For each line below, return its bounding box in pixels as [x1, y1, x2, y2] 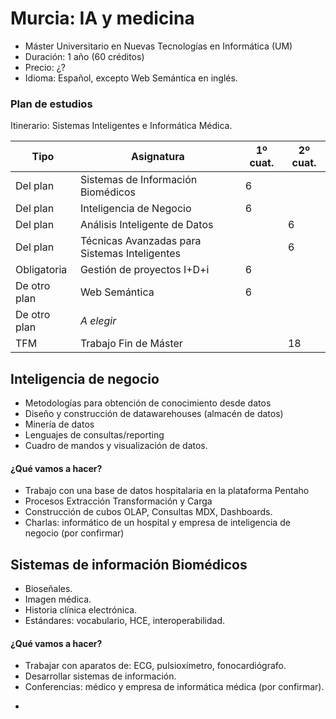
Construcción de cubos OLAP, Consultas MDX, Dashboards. [24, 506, 273, 518]
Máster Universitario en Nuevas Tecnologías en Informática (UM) [24, 40, 293, 52]
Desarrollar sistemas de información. [24, 670, 177, 682]
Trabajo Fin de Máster [79, 337, 183, 351]
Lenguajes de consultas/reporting [24, 429, 165, 441]
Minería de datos [24, 418, 95, 431]
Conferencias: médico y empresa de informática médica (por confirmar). [24, 681, 325, 693]
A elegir [79, 314, 117, 328]
